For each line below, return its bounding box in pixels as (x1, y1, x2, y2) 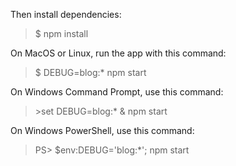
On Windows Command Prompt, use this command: (10, 86, 224, 98)
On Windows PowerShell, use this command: (10, 125, 195, 136)
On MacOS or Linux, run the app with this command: (10, 47, 227, 59)
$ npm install (34, 28, 89, 39)
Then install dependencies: (10, 9, 122, 20)
